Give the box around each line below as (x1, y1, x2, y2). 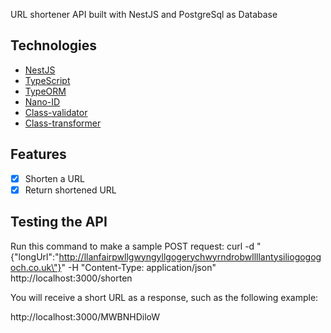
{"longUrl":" (10, 250, 60, 263)
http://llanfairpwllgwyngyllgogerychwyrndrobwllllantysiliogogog (58, 250, 322, 263)
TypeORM (24, 85, 67, 97)
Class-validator (24, 106, 88, 118)
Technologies (10, 37, 98, 54)
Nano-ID (24, 95, 61, 108)
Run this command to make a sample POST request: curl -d (10, 240, 255, 252)
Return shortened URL (24, 184, 117, 196)
